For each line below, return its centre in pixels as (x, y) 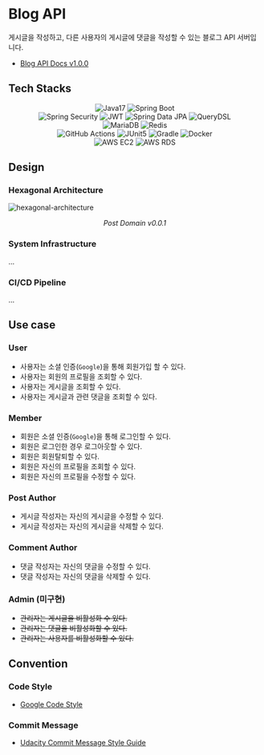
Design (26, 167)
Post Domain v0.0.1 (135, 223)
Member (25, 418)
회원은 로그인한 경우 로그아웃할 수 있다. (81, 447)
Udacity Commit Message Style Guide (83, 742)
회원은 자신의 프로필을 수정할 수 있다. (78, 477)
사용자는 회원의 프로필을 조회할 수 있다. (81, 376)
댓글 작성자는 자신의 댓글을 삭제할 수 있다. (85, 576)
